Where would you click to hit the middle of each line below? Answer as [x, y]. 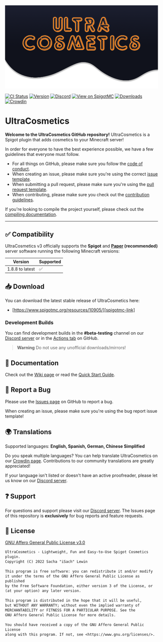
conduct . [21, 169]
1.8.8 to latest [21, 269]
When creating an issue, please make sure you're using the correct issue [85, 174]
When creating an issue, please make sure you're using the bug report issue [81, 411]
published [15, 581]
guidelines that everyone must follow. [42, 154]
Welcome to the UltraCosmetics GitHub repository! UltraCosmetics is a [78, 135]
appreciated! [18, 466]
